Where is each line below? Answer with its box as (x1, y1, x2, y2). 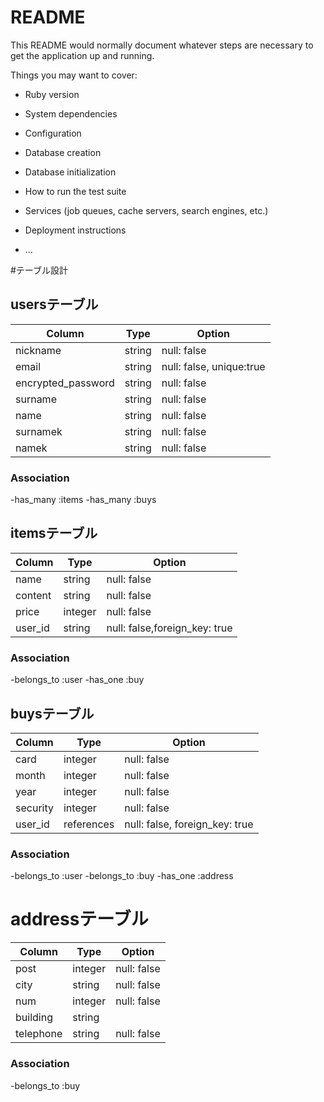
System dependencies (24, 107, 118, 120)
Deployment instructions (24, 224, 127, 236)
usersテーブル (10, 296, 99, 313)
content (15, 588, 52, 602)
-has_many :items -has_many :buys (10, 494, 157, 506)
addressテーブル (10, 908, 149, 931)
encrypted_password (15, 376, 115, 390)
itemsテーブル (10, 525, 98, 542)
